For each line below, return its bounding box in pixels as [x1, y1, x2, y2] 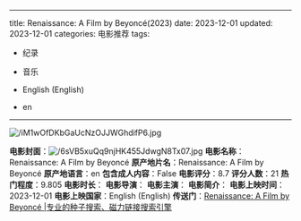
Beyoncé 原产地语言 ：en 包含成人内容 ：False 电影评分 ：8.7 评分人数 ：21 [9, 168, 279, 179]
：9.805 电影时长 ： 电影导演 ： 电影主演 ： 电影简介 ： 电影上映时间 [32, 180, 278, 190]
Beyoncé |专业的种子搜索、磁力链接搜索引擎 [9, 202, 173, 212]
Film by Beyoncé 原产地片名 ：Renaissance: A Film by [68, 157, 264, 167]
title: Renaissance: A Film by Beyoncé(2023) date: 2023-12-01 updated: [9, 18, 273, 28]
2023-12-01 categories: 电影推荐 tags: [9, 29, 150, 38]
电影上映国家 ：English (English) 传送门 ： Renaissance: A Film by [54, 191, 290, 201]
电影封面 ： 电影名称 [9, 146, 237, 157]
